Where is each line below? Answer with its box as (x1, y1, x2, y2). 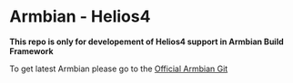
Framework (9, 45, 54, 56)
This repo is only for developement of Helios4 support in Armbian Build (9, 36, 284, 47)
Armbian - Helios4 (9, 6, 151, 27)
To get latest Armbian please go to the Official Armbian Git (9, 63, 228, 74)
